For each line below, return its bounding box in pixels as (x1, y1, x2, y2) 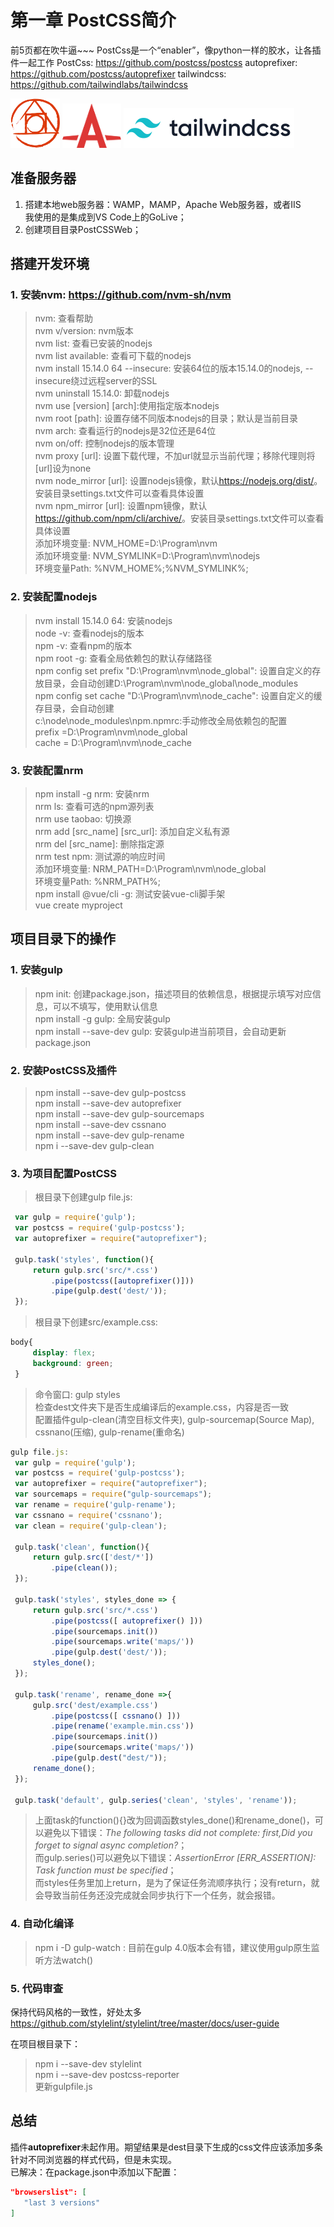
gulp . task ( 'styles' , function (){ (14, 1254, 155, 1265)
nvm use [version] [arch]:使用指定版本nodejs (34, 400, 220, 412)
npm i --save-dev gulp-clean (34, 1140, 155, 1152)
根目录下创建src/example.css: (34, 1316, 158, 1328)
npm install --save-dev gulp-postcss (34, 1087, 187, 1099)
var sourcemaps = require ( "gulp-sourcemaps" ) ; (14, 1489, 213, 1500)
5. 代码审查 (10, 1981, 64, 1995)
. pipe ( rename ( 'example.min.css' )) (50, 1721, 195, 1731)
